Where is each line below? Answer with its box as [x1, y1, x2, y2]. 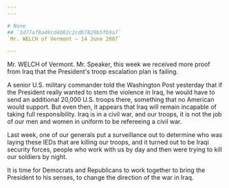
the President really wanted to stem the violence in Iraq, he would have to [7, 88, 215, 96]
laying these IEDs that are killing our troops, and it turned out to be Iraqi [7, 138, 210, 147]
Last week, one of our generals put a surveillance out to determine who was [7, 131, 223, 139]
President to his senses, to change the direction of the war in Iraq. [7, 174, 194, 182]
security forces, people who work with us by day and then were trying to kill [7, 145, 222, 154]
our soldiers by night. [7, 153, 67, 161]
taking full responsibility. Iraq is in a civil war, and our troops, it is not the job [7, 110, 222, 118]
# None [7, 22, 26, 30]
